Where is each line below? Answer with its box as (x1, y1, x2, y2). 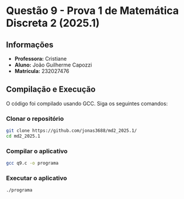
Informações (6, 40, 54, 50)
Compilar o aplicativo (6, 147, 68, 155)
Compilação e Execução (6, 85, 96, 95)
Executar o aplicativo (6, 174, 67, 182)
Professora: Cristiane (14, 55, 67, 62)
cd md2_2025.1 (6, 133, 41, 139)
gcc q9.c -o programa (6, 160, 59, 166)
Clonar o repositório (6, 114, 64, 123)
